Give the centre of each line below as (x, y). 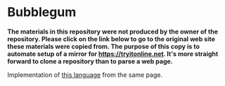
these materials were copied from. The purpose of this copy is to (104, 46)
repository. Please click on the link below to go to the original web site (111, 38)
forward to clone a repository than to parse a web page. (90, 61)
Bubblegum (42, 12)
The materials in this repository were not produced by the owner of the (112, 31)
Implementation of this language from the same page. (85, 75)
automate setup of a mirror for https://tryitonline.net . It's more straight (113, 54)
